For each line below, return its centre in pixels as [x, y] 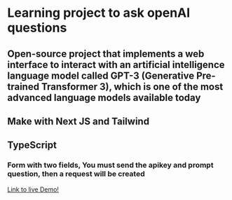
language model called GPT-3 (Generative [101, 75]
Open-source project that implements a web [106, 54]
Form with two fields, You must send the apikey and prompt [110, 165]
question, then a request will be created [76, 174]
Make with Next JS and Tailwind [78, 121]
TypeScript [32, 145]
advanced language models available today [104, 97]
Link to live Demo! [33, 189]
